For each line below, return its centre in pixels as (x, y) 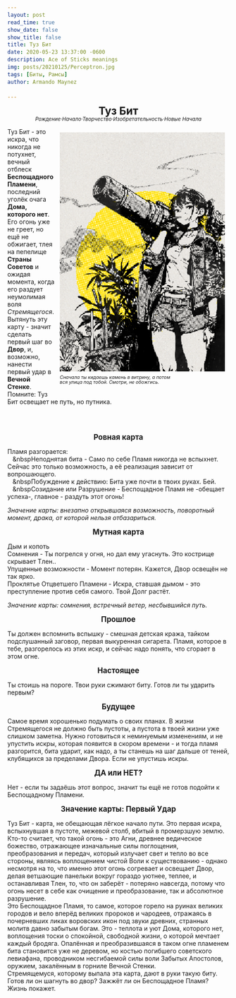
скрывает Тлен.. (32, 561)
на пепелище (27, 251)
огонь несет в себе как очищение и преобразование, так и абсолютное (116, 891)
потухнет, (22, 154)
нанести (20, 364)
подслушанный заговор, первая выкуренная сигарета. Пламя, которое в (117, 641)
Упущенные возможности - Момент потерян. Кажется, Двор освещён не (117, 569)
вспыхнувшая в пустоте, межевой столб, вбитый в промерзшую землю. (116, 831)
